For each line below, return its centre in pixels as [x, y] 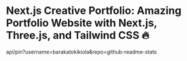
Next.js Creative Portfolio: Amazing [94, 11]
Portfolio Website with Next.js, [82, 23]
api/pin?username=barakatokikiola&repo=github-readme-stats [82, 52]
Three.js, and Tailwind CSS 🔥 [78, 35]
